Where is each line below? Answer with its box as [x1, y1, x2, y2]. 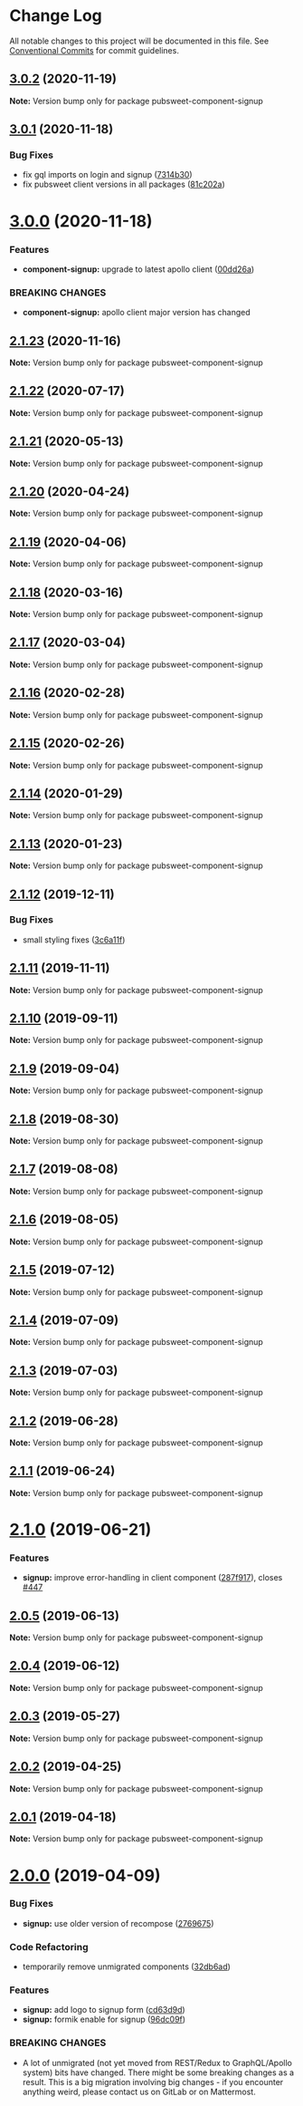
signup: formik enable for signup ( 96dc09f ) [22, 2014, 186, 2025]
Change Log [9, 5, 102, 26]
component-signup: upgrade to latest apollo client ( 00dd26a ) [22, 264, 255, 275]
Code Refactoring [9, 1940, 89, 1953]
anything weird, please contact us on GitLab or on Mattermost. [22, 2086, 256, 2097]
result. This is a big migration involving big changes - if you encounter [22, 2076, 284, 2087]
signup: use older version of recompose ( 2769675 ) [22, 1918, 214, 1928]
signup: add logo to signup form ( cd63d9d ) [22, 2005, 185, 2015]
